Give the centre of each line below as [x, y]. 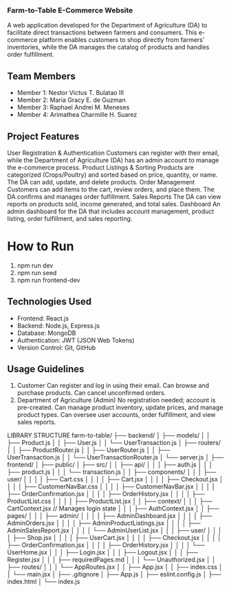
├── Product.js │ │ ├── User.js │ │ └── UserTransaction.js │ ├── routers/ [114, 443]
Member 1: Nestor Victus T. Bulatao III [70, 93]
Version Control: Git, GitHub [56, 347]
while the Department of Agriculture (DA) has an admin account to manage [113, 160]
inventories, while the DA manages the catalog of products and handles [108, 47]
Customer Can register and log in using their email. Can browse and [113, 386]
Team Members [41, 76]
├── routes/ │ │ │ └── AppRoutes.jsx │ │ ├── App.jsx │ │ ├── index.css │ [115, 567]
